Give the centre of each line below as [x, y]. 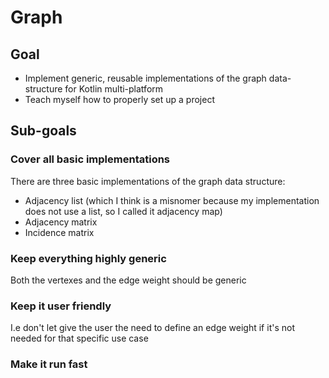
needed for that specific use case [79, 338]
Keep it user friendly [61, 306]
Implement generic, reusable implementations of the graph [145, 78]
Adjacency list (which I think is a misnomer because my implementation [172, 200]
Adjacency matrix [61, 222]
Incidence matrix [59, 232]
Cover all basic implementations [90, 159]
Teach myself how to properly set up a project [119, 99]
